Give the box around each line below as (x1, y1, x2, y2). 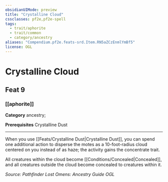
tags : (5, 21, 16, 26)
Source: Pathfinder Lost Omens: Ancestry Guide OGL (5, 171, 115, 177)
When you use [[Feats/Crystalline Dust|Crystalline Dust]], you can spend (5, 136, 155, 142)
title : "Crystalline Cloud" (5, 12, 64, 17)
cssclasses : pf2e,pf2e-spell (5, 16, 66, 21)
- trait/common (9, 30, 41, 35)
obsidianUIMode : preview (5, 7, 57, 12)
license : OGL (5, 44, 32, 49)
